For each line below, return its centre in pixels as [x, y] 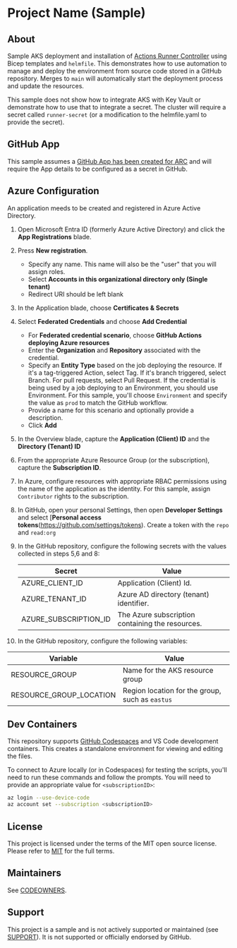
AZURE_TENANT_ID [54, 599]
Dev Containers [42, 725]
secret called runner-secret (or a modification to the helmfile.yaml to [107, 115]
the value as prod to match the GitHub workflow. [98, 402]
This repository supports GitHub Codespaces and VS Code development [113, 741]
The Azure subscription [156, 614]
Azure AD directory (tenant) [163, 594]
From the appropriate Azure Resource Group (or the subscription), [114, 460]
